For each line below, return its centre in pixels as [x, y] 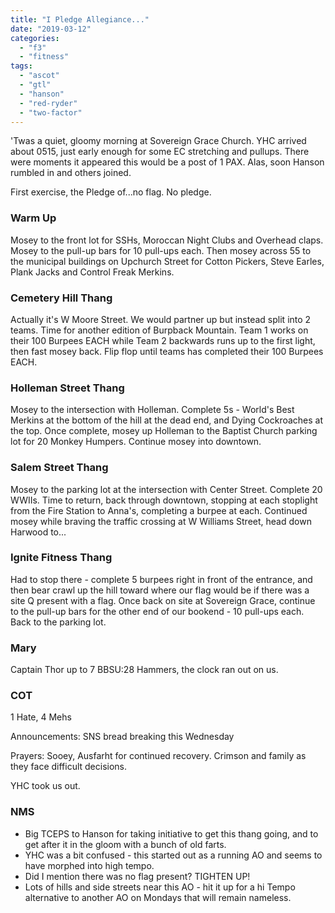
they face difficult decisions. [69, 767]
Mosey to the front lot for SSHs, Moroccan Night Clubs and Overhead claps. [167, 240]
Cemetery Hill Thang [61, 298]
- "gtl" [35, 85]
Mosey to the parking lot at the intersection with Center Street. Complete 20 [166, 489]
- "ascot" [39, 76]
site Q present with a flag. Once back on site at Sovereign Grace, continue [163, 600]
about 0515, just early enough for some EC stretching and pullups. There [160, 152]
